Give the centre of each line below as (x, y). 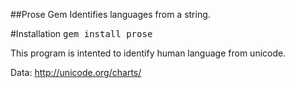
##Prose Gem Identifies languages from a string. (110, 14)
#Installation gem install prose (81, 33)
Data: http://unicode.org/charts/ (76, 72)
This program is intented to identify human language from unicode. (148, 53)
